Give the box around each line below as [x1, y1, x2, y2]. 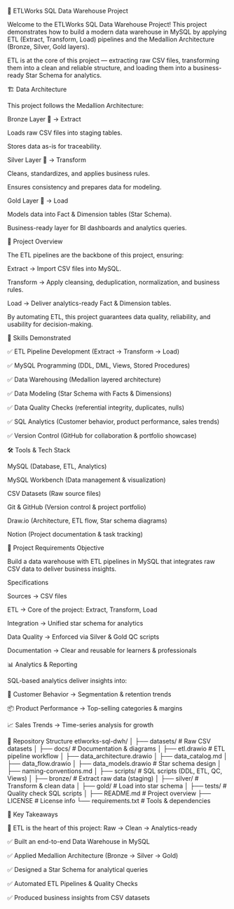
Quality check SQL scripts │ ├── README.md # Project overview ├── [7, 789, 212, 797]
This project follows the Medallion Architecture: [7, 102, 144, 109]
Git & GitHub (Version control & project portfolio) [7, 503, 146, 511]
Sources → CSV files [7, 592, 67, 600]
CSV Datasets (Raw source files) [7, 490, 102, 497]
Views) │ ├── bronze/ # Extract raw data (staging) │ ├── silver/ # [7, 774, 199, 782]
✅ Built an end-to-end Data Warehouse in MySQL [7, 837, 151, 845]
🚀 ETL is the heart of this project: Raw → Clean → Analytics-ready [7, 824, 198, 832]
